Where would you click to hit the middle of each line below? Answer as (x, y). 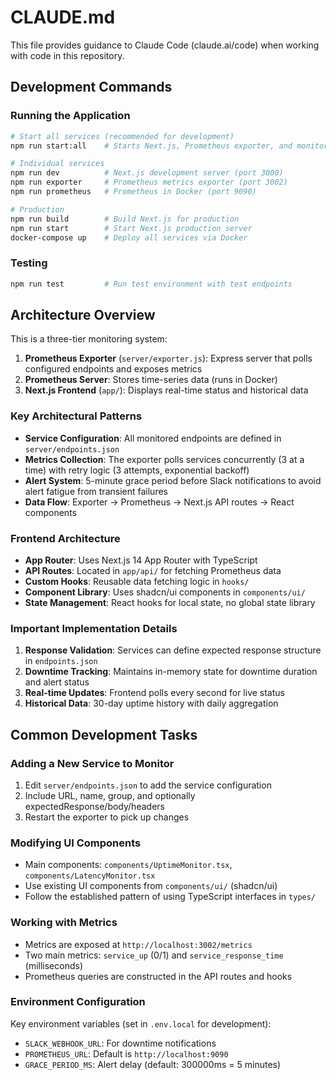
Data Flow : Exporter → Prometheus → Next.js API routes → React (159, 502)
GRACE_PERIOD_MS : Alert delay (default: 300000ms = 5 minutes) (153, 1064)
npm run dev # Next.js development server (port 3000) (147, 173)
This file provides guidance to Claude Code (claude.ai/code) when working (165, 45)
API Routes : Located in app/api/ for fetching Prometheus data (153, 570)
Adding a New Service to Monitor (92, 763)
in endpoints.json (61, 661)
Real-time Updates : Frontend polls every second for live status (154, 693)
